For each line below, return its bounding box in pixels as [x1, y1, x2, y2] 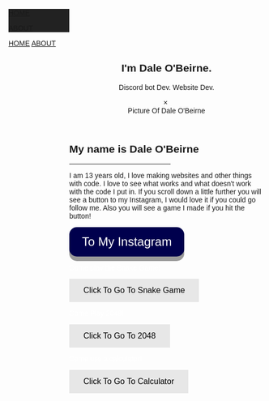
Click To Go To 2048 [83, 331, 156, 341]
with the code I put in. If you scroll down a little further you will [69, 187, 262, 197]
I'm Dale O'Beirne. [121, 62, 212, 75]
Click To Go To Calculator [83, 377, 175, 386]
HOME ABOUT [8, 39, 57, 48]
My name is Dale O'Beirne [69, 143, 199, 155]
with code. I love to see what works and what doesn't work [69, 179, 252, 189]
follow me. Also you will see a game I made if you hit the [69, 203, 246, 213]
